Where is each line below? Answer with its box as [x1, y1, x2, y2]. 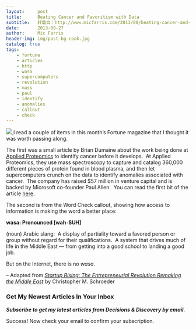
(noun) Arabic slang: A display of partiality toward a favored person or [6, 230, 176, 237]
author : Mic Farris [6, 30, 64, 36]
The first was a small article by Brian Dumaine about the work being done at [6, 147, 188, 154]
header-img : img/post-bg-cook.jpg [6, 36, 90, 42]
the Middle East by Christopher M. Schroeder [6, 278, 115, 285]
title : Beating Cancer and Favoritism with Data [6, 14, 140, 20]
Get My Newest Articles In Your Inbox [6, 292, 114, 301]
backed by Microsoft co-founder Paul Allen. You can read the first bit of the [6, 184, 188, 191]
